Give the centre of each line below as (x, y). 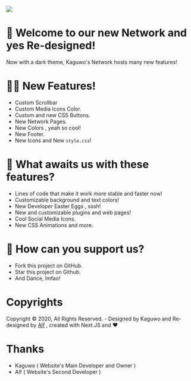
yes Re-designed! (51, 45)
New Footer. (30, 134)
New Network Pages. (41, 121)
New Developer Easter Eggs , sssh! (58, 206)
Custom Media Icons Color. (48, 109)
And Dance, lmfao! (37, 278)
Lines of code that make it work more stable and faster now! (88, 193)
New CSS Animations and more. (54, 225)
